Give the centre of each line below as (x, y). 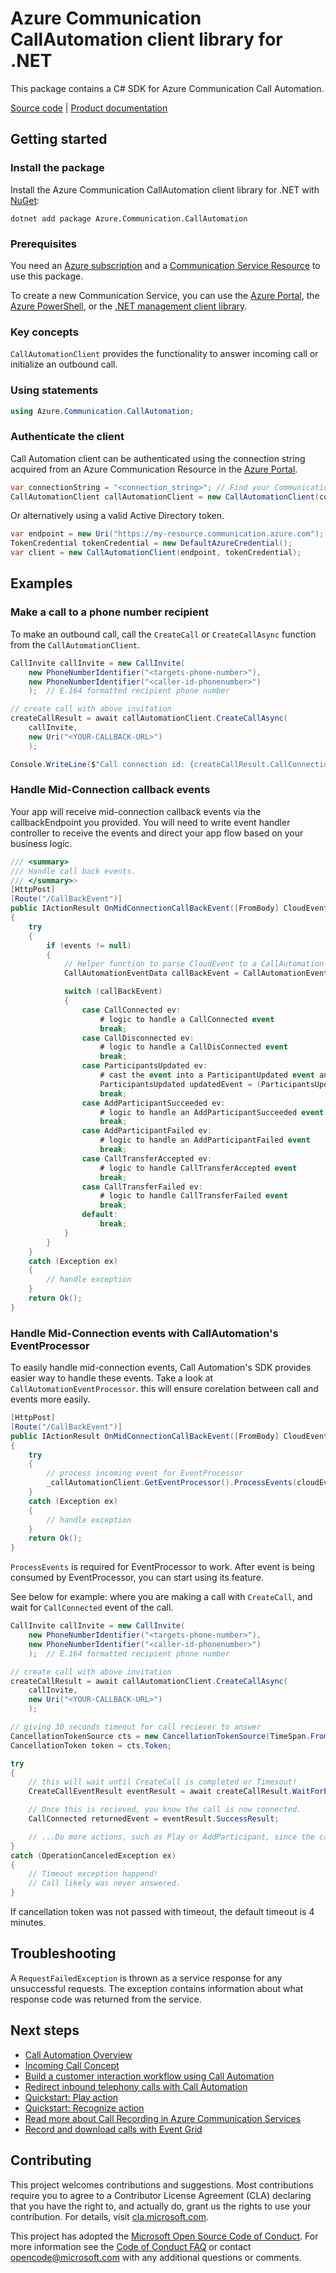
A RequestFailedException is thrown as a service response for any (146, 1978)
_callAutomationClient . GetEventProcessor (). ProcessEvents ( (172, 1483)
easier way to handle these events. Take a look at (112, 1378)
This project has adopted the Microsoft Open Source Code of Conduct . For (164, 2236)
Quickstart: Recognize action (84, 2108)
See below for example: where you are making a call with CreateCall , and (161, 1597)
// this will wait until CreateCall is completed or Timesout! (163, 1782)
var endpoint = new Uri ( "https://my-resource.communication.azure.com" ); (167, 534)
